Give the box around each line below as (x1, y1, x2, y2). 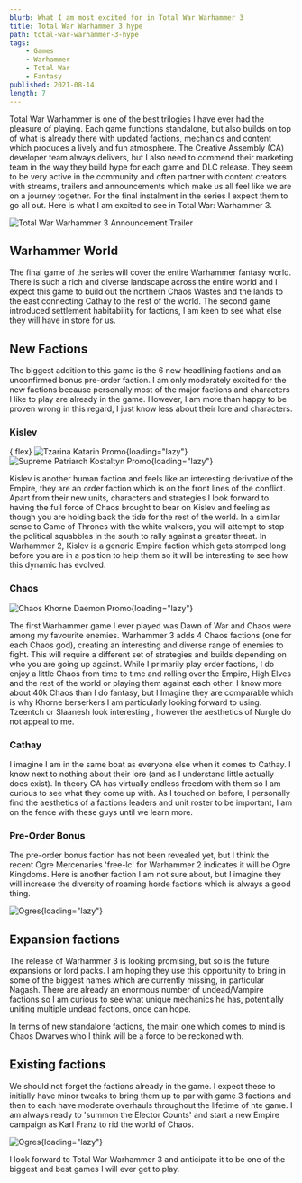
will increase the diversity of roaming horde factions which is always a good (9, 878, 291, 889)
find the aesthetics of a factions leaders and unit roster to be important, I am (9, 797, 293, 808)
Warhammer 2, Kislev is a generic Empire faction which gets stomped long (9, 540, 287, 551)
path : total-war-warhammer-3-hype (9, 30, 140, 39)
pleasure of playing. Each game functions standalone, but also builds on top (9, 123, 291, 133)
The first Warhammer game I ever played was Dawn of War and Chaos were (9, 619, 292, 631)
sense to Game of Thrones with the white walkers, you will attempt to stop (9, 521, 285, 532)
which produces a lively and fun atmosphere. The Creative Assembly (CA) (9, 142, 285, 153)
